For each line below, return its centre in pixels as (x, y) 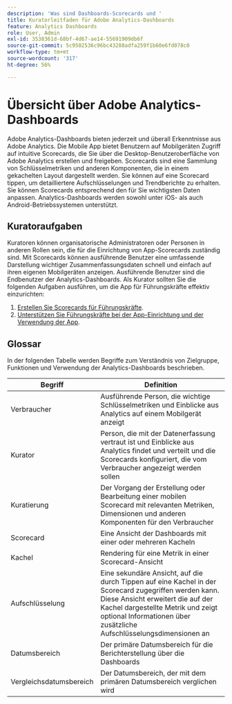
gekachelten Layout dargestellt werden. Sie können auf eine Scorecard (108, 175)
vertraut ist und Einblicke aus (147, 442)
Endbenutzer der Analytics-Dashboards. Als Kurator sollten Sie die (102, 279)
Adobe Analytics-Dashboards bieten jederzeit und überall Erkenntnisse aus (114, 139)
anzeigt (112, 423)
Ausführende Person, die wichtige (155, 396)
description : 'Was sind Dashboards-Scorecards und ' (85, 13)
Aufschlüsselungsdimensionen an (155, 634)
